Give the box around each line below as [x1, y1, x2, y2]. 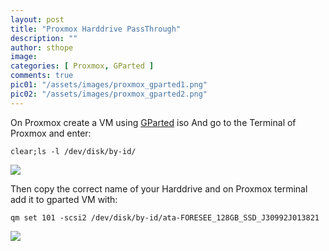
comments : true [10, 71, 74, 81]
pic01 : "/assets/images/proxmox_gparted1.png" [10, 80, 208, 90]
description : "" [10, 33, 78, 43]
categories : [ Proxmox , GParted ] [10, 61, 155, 71]
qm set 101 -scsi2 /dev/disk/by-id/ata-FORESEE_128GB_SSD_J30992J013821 [10, 212, 320, 223]
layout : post [10, 14, 65, 25]
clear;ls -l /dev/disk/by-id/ [10, 146, 137, 156]
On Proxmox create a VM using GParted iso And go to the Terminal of [10, 116, 297, 128]
